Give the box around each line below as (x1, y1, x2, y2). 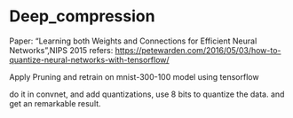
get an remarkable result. (9, 98, 101, 108)
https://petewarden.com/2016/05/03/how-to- (115, 44, 281, 55)
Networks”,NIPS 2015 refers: (9, 44, 114, 55)
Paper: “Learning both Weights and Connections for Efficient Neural (9, 35, 257, 46)
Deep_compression (9, 6, 155, 27)
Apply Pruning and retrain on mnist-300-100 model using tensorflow (9, 71, 259, 82)
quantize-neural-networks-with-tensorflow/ (9, 54, 170, 65)
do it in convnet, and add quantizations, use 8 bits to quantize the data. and (9, 89, 285, 99)
